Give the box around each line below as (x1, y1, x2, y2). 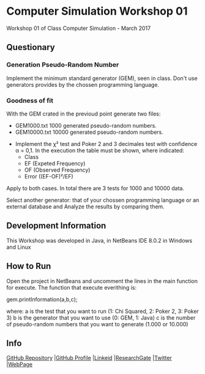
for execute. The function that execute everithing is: (6, 284, 136, 291)
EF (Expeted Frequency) (24, 159, 86, 167)
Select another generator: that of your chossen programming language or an (6, 196, 199, 204)
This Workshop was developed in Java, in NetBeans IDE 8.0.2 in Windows (6, 237, 193, 244)
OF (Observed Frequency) (24, 166, 91, 174)
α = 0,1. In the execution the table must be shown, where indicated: (15, 147, 185, 154)
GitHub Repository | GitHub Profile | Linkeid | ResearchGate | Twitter (6, 354, 173, 362)
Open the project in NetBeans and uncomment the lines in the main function (6, 277, 198, 285)
